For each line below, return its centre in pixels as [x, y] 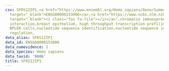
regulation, [22, 33]
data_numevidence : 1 [27, 47]
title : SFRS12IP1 [23, 61]
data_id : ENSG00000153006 [32, 42]
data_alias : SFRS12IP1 [29, 38]
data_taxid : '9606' [26, 56]
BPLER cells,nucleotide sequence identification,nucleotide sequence [84, 28]
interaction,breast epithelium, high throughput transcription [77, 24]
